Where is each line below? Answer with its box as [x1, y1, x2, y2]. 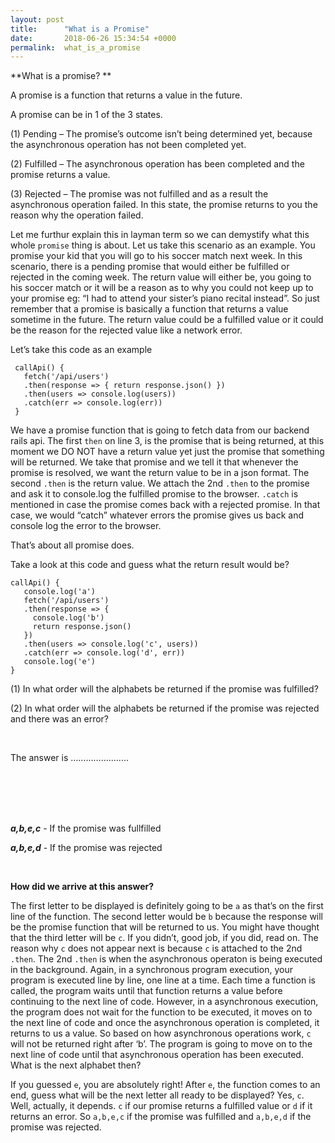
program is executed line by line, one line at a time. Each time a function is [10, 974, 316, 986]
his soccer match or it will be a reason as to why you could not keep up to [10, 282, 314, 294]
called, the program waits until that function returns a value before [10, 985, 283, 997]
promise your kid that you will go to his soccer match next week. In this [10, 250, 303, 262]
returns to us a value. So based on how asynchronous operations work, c [10, 1027, 312, 1040]
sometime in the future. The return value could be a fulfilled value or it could [10, 314, 324, 326]
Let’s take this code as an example [10, 344, 153, 356]
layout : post [10, 14, 65, 25]
